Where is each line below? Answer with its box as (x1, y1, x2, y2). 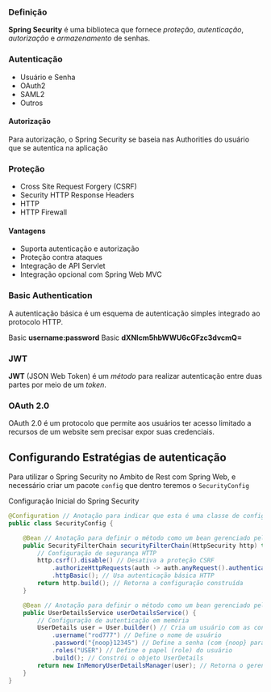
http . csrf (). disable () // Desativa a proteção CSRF (37, 557, 215, 565)
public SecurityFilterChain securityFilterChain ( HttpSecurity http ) (23, 541, 258, 550)
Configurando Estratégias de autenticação (8, 450, 227, 464)
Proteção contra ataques (19, 253, 103, 262)
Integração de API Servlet (19, 261, 106, 271)
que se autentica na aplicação (8, 142, 109, 152)
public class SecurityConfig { (8, 519, 114, 528)
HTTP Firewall (19, 207, 67, 217)
